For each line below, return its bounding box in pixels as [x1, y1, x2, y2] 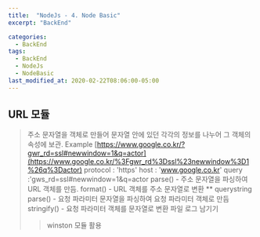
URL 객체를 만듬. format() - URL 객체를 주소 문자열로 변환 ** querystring [27, 184, 252, 194]
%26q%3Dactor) [27, 166, 82, 175]
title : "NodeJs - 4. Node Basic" [8, 11, 121, 20]
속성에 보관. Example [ [27, 140, 98, 149]
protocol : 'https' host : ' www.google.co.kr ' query [83, 166, 243, 175]
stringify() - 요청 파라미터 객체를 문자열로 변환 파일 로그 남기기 [27, 204, 219, 213]
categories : [8, 33, 47, 41]
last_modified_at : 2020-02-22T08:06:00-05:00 [8, 76, 159, 85]
